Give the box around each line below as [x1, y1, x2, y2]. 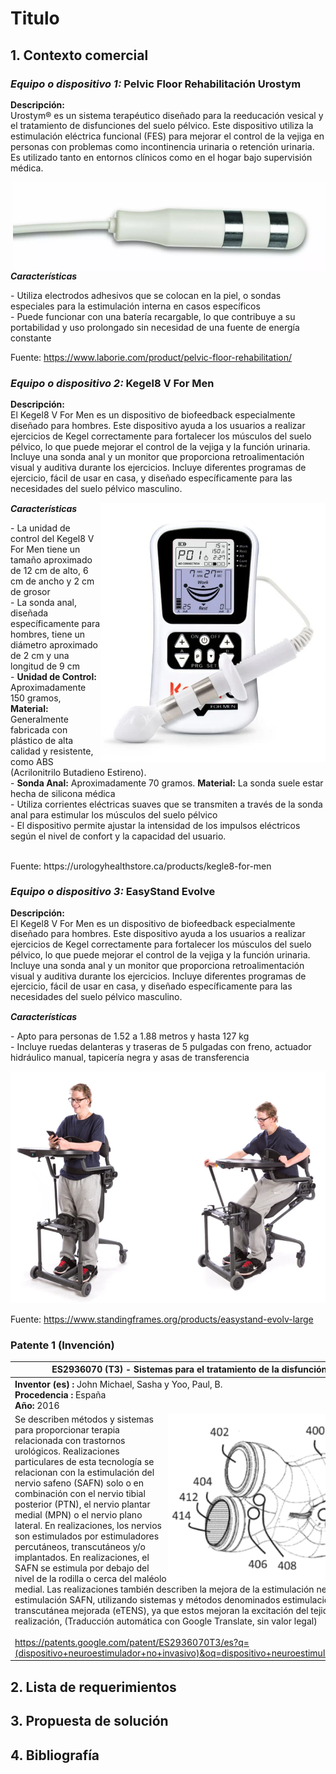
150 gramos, [10, 692, 62, 704]
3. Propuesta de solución [10, 1713, 169, 1730]
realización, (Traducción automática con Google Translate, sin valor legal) [14, 1615, 318, 1627]
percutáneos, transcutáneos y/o [14, 1540, 146, 1552]
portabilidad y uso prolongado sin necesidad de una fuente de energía [10, 322, 300, 334]
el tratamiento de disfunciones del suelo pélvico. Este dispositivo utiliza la [10, 120, 314, 132]
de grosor [10, 585, 51, 597]
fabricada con [10, 723, 68, 736]
